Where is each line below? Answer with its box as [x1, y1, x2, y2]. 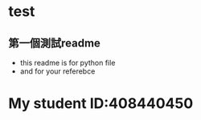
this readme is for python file [19, 58, 116, 67]
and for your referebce [19, 66, 96, 76]
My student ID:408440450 [8, 94, 194, 113]
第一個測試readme [8, 36, 100, 50]
